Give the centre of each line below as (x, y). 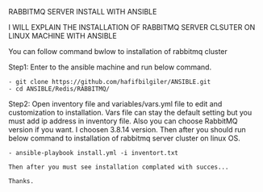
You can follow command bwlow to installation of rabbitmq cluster (118, 51)
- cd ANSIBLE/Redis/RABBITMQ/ (59, 89)
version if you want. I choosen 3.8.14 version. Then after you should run (127, 129)
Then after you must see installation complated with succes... (119, 167)
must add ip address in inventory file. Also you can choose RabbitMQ (123, 121)
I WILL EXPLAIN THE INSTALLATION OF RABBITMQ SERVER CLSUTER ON (132, 27)
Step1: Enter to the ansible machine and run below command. (110, 67)
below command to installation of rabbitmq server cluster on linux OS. (124, 138)
